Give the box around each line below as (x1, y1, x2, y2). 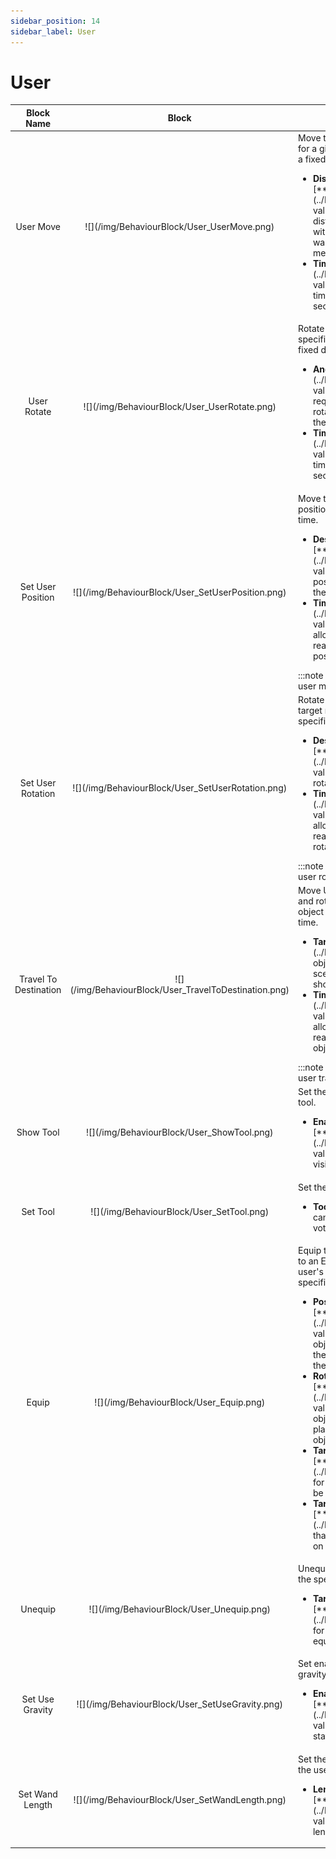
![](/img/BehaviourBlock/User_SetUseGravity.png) (76, 1698, 283, 1710)
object (298, 906, 325, 918)
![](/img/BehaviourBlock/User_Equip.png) (94, 1396, 266, 1409)
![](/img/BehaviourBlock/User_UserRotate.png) (83, 400, 277, 412)
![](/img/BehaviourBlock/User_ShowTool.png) (85, 1126, 274, 1139)
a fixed (298, 153, 327, 165)
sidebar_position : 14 (10, 16, 101, 26)
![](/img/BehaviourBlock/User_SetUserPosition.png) (73, 586, 287, 598)
